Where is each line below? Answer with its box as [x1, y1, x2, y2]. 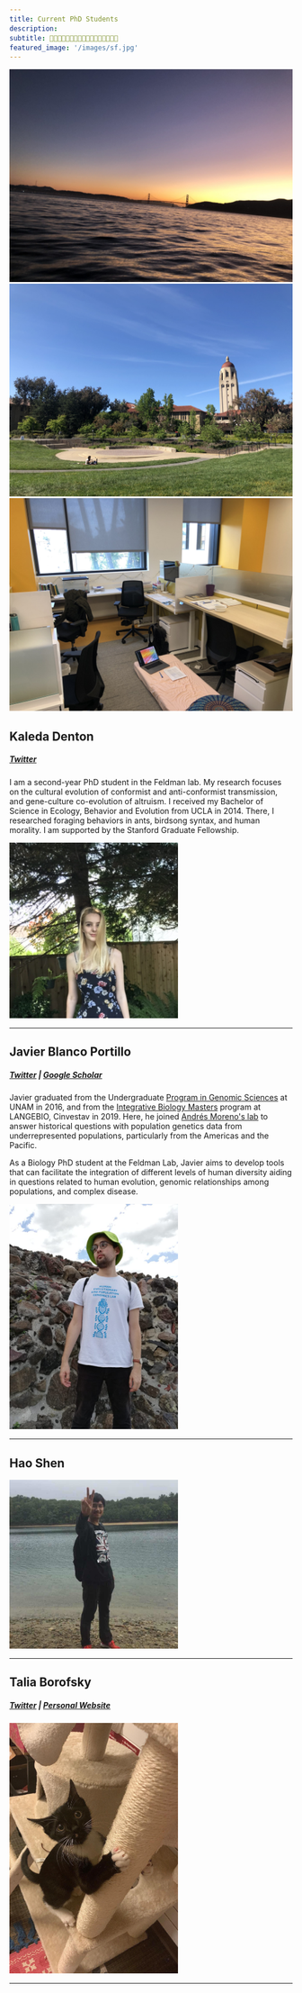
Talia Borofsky [9, 1675, 92, 1690]
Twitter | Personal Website [9, 1700, 111, 1710]
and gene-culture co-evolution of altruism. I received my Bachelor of [9, 795, 263, 806]
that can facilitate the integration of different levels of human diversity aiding [9, 1167, 292, 1178]
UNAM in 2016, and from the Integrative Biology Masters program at [9, 1101, 262, 1112]
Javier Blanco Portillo [9, 1045, 132, 1060]
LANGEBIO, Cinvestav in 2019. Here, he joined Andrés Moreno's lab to [9, 1111, 268, 1122]
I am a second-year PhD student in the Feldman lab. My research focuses [9, 776, 282, 787]
